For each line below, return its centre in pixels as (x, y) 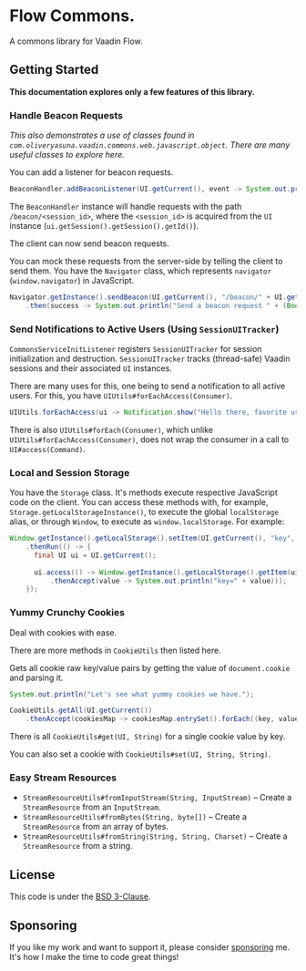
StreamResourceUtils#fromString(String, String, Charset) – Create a (155, 836)
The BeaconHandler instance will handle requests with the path (126, 206)
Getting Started (54, 70)
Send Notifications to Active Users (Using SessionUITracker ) (144, 329)
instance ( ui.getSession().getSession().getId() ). (104, 225)
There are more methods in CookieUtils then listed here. (115, 650)
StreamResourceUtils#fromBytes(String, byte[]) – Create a (135, 817)
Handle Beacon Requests (66, 115)
